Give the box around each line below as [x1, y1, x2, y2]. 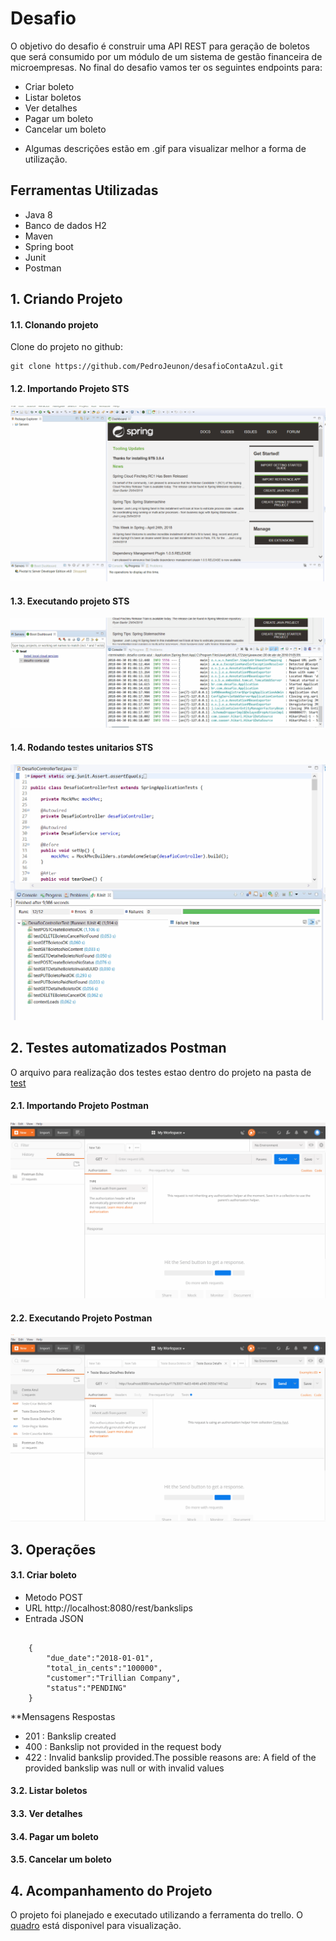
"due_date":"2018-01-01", [46, 1653, 155, 1663]
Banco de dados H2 [24, 219, 107, 231]
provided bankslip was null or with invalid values [24, 1762, 225, 1774]
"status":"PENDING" [46, 1683, 128, 1693]
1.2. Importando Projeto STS [10, 382, 130, 394]
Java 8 [24, 208, 53, 221]
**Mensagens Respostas [10, 1710, 116, 1722]
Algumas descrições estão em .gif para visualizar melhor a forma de [24, 142, 307, 154]
